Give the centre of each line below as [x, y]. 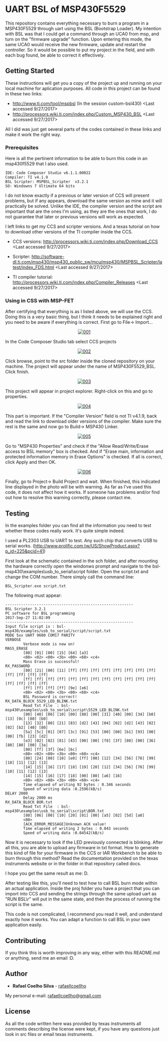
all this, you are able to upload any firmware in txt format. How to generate [82, 848]
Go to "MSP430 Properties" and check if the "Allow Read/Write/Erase [77, 446]
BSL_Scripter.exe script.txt [36, 586]
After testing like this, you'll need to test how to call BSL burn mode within [81, 883]
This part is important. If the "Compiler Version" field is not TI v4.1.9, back [81, 416]
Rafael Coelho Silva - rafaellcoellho [49, 986]
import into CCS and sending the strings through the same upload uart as [81, 894]
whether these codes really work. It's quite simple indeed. [65, 531]
